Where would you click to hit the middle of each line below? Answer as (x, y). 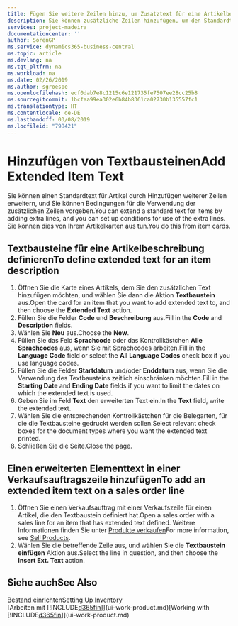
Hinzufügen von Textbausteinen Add (117, 161)
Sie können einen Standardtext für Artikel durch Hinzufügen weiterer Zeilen (117, 196)
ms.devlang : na (30, 60)
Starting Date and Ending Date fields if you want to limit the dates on (119, 386)
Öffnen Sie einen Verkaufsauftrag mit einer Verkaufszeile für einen (114, 507)
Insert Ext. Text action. (51, 561)
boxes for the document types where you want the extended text (112, 431)
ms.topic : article (34, 54)
